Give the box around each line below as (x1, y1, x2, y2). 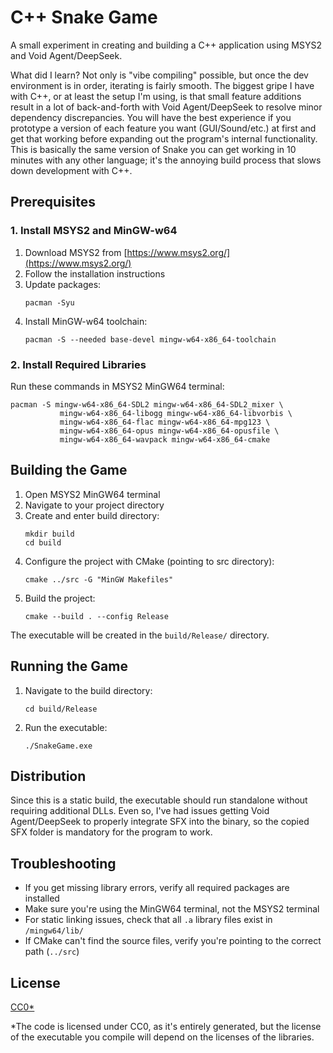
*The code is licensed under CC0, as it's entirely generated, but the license (10, 1020, 322, 1032)
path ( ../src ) (24, 946, 80, 958)
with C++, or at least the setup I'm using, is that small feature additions (10, 90, 302, 102)
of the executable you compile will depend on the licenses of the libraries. (10, 1031, 315, 1043)
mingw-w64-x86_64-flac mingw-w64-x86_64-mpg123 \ (59, 417, 271, 427)
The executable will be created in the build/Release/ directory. (10, 629, 270, 641)
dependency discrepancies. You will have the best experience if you (10, 111, 292, 123)
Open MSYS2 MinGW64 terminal (24, 488, 161, 500)
